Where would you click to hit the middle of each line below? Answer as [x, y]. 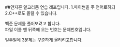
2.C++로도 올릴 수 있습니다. [31, 13]
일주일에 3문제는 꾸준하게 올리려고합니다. [44, 40]
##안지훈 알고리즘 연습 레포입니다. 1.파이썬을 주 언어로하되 [60, 7]
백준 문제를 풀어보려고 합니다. [33, 23]
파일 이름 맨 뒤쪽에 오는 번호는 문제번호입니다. [48, 30]
